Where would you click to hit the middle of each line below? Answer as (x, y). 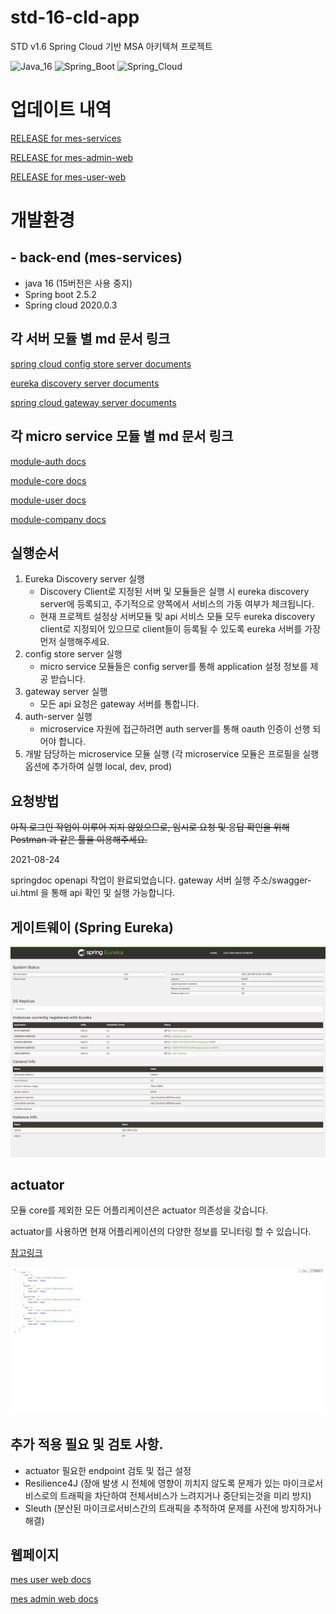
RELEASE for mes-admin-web (72, 157)
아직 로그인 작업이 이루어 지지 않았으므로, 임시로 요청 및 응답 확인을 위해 (150, 827)
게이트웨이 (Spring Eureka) (92, 927)
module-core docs (48, 480)
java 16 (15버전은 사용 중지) (78, 283)
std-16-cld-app (75, 17)
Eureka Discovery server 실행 (84, 579)
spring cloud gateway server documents (93, 402)
